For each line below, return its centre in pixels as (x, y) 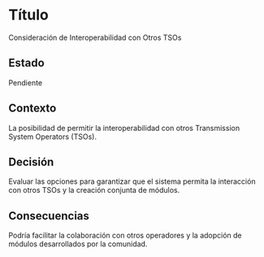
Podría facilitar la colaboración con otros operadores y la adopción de (125, 235)
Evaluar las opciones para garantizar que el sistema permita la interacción (132, 181)
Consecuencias (49, 216)
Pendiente (26, 82)
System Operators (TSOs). (53, 137)
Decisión (31, 161)
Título (28, 15)
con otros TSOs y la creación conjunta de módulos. (94, 190)
